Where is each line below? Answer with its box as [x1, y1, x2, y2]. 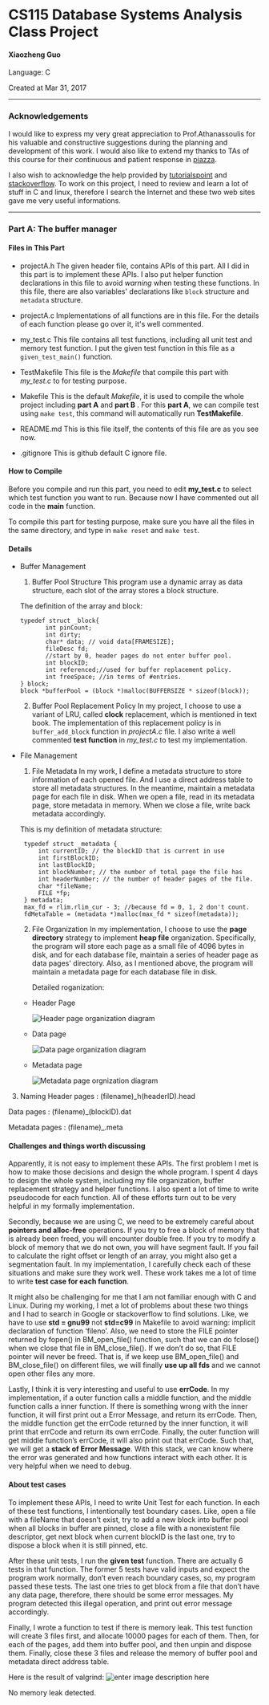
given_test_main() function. [19, 352, 113, 361]
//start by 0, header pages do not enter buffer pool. [45, 652, 232, 660]
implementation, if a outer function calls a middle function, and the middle [8, 1393, 252, 1402]
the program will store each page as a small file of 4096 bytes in [31, 942, 244, 951]
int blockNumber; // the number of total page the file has [38, 869, 243, 877]
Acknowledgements [8, 111, 89, 122]
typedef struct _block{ [19, 616, 100, 625]
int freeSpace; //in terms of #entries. [45, 673, 182, 682]
